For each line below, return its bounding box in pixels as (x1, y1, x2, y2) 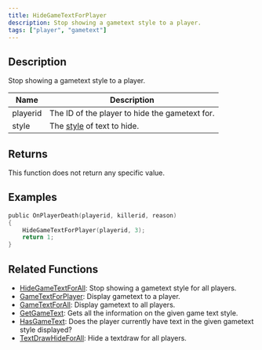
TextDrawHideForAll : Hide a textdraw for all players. (19, 334, 187, 342)
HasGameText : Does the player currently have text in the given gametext (19, 317, 254, 326)
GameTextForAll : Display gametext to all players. (19, 300, 176, 309)
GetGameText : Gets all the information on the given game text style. (19, 308, 238, 318)
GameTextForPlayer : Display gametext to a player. (19, 292, 180, 301)
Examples (8, 191, 57, 204)
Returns (8, 147, 49, 161)
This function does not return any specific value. (8, 168, 166, 177)
